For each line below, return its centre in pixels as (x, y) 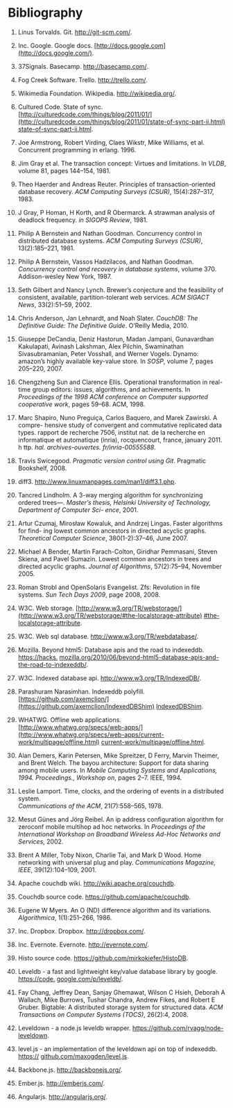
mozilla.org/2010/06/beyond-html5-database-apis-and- (139, 657)
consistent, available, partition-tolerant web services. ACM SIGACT (114, 297)
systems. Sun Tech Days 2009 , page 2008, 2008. (89, 594)
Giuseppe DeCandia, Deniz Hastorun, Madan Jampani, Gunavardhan (116, 339)
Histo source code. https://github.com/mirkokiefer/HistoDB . (103, 958)
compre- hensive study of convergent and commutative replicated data (120, 425)
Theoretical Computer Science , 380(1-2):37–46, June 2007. (103, 538)
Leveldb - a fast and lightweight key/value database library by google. (118, 971)
